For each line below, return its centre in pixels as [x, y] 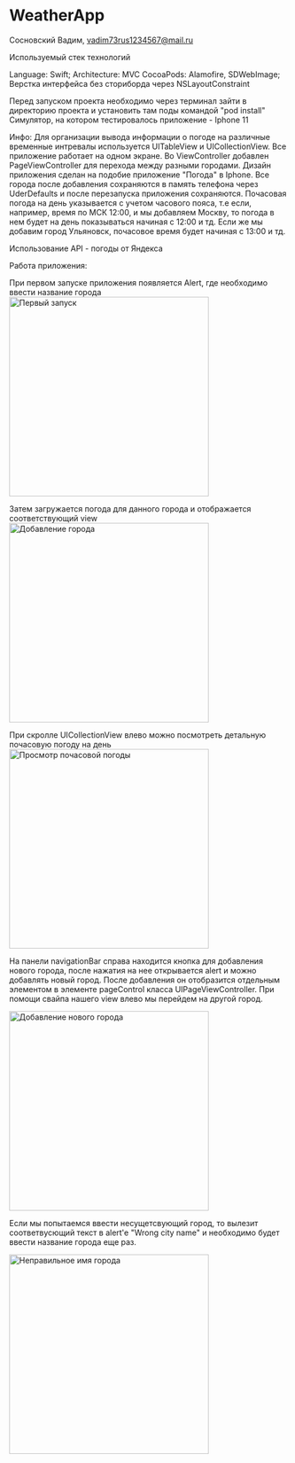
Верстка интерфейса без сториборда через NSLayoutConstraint [130, 83]
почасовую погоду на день [60, 744]
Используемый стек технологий [70, 57]
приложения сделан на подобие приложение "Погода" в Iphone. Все [140, 175]
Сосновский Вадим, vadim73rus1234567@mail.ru [101, 40]
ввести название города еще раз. [73, 1241]
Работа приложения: [48, 265]
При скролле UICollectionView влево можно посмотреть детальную [138, 735]
